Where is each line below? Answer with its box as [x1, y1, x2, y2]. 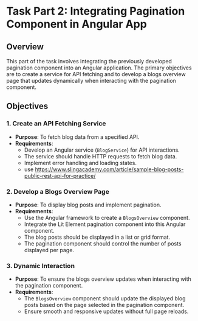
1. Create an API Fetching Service [6, 119, 106, 128]
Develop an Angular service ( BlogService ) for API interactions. [24, 146, 180, 153]
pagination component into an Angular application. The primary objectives [6, 64, 193, 71]
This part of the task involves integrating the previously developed [6, 58, 172, 65]
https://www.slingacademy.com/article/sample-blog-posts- [35, 166, 184, 173]
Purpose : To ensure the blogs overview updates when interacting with [15, 275, 191, 283]
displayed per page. [24, 246, 75, 253]
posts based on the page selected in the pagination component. [24, 302, 185, 309]
